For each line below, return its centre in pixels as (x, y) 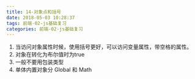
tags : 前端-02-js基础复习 (37, 23)
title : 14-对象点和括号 (34, 12)
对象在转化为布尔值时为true (50, 55)
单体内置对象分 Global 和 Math (53, 70)
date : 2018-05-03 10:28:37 (41, 18)
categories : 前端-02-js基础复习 (45, 29)
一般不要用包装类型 (39, 62)
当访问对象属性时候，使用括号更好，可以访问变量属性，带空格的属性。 (104, 47)
